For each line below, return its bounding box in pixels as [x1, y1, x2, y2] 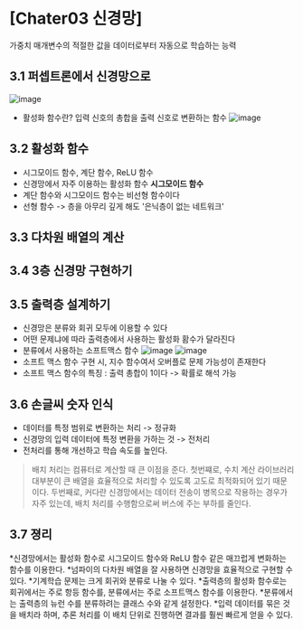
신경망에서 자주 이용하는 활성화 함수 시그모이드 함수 [22, 178, 204, 189]
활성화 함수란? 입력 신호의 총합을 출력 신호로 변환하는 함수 [22, 112, 228, 123]
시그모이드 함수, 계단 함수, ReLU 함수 [22, 166, 154, 177]
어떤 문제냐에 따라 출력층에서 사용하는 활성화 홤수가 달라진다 [22, 333, 236, 344]
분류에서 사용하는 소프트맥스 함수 [22, 345, 139, 356]
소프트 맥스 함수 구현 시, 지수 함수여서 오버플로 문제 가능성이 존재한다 [22, 356, 267, 367]
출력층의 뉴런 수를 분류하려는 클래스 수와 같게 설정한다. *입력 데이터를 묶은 [18, 597, 281, 608]
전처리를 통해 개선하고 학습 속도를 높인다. [22, 445, 168, 455]
